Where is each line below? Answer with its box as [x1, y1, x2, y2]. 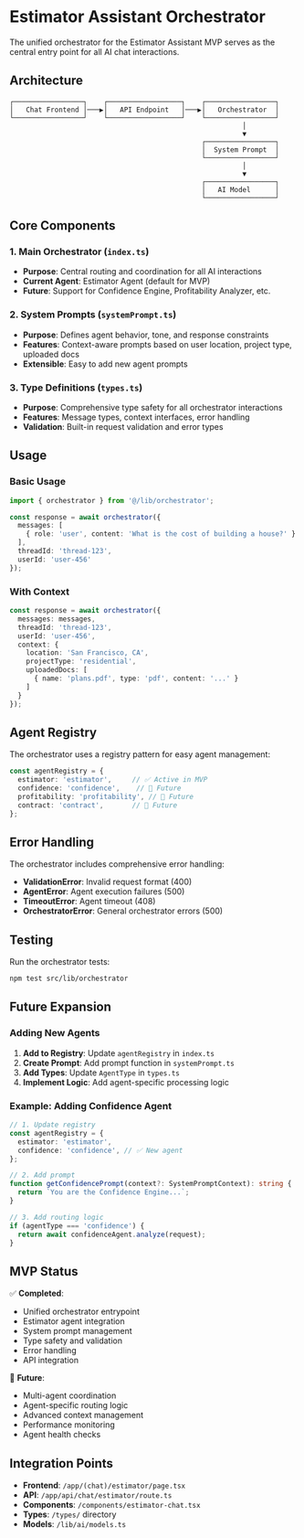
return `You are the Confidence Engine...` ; [17, 1188, 190, 1197]
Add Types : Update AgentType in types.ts [22, 1067, 181, 1078]
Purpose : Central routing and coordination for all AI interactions [22, 266, 263, 277]
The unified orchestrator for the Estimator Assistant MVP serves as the [9, 37, 276, 48]
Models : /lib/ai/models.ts [22, 1519, 126, 1530]
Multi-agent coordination [22, 1390, 117, 1401]
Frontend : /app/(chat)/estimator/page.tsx [22, 1479, 186, 1491]
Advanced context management [22, 1410, 144, 1421]
